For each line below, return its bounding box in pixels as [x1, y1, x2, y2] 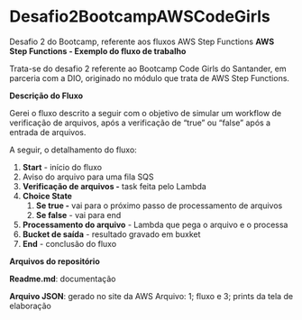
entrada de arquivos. [9, 126, 87, 137]
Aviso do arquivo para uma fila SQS [22, 171, 154, 182]
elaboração [9, 300, 51, 311]
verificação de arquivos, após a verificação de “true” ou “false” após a [9, 117, 271, 128]
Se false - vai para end [35, 209, 122, 220]
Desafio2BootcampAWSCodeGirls [9, 6, 270, 27]
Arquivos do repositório [9, 255, 101, 267]
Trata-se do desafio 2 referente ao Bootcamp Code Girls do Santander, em [9, 63, 287, 74]
